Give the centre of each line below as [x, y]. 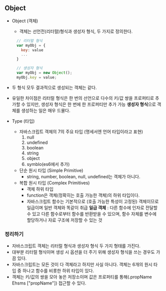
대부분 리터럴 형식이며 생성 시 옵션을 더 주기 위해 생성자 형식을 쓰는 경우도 [83, 252]
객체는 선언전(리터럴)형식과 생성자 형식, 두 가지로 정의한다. [76, 31]
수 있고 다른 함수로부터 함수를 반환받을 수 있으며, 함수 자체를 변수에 [92, 214]
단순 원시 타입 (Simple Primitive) [51, 170]
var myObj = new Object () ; [44, 73]
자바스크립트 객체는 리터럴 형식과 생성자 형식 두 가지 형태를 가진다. [76, 246]
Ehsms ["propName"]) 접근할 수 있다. [49, 283]
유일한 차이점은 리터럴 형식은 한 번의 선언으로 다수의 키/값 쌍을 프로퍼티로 [83, 98]
